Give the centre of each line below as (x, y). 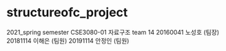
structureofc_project (67, 13)
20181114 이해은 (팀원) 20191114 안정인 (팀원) (68, 40)
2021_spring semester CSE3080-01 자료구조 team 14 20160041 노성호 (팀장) (113, 32)
